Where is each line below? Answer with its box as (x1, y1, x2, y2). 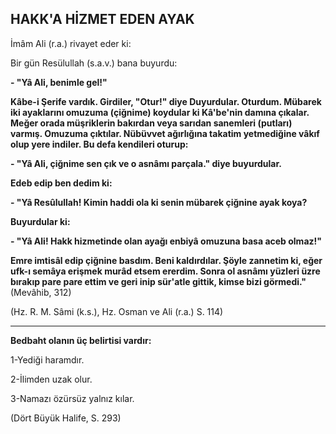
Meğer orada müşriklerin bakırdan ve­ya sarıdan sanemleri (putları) (10, 117, 293, 129)
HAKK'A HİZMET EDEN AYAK (10, 11, 195, 28)
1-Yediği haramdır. (10, 353, 85, 366)
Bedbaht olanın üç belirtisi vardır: (10, 334, 152, 346)
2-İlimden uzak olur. (10, 373, 93, 385)
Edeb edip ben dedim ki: (10, 177, 113, 189)
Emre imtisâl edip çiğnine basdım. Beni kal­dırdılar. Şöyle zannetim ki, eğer (10, 254, 323, 266)
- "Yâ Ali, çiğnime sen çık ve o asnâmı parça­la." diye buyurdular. (10, 157, 282, 169)
